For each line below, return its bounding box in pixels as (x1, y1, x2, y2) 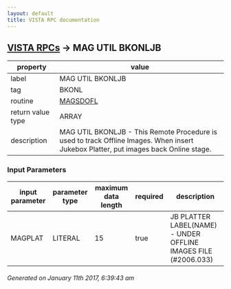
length (100, 200, 122, 210)
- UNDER (170, 228, 201, 238)
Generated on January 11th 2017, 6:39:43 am (7, 274, 135, 282)
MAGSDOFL (59, 96, 98, 106)
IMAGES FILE (170, 246, 213, 255)
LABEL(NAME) (170, 220, 218, 230)
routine (10, 96, 34, 106)
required (135, 191, 164, 201)
